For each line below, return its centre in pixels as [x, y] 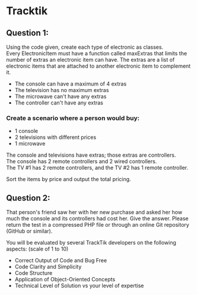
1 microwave [30, 144]
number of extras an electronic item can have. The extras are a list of [90, 60]
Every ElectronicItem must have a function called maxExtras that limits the [97, 53]
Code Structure [34, 273]
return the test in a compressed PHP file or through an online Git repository [98, 225]
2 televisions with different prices [55, 137]
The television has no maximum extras [62, 90]
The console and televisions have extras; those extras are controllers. [91, 155]
